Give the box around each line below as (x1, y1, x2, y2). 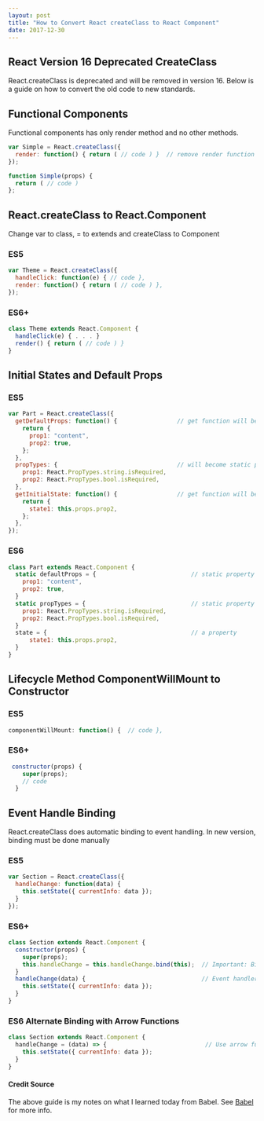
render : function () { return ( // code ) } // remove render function (15, 150, 255, 158)
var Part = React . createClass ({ (8, 410, 114, 418)
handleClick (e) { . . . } (15, 332, 101, 340)
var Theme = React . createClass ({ (8, 266, 118, 275)
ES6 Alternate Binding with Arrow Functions (8, 1015, 180, 1026)
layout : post (8, 11, 51, 20)
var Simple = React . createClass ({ (8, 143, 122, 151)
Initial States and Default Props (8, 368, 163, 382)
